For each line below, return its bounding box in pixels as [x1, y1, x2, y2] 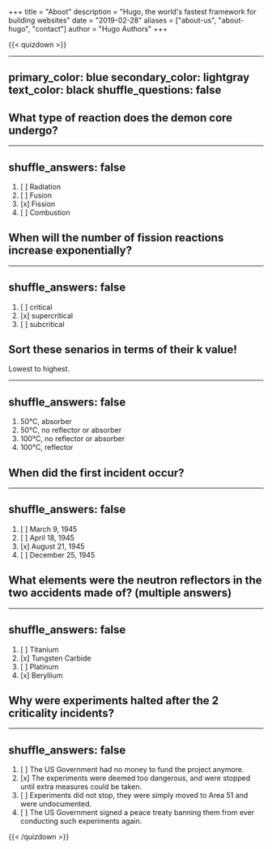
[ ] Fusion [19, 190, 53, 201]
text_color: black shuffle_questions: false [8, 83, 222, 97]
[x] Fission [19, 199, 56, 209]
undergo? [8, 123, 58, 137]
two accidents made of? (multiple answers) [8, 586, 232, 600]
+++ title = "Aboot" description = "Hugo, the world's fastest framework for [8, 7, 257, 16]
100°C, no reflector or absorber [19, 434, 125, 444]
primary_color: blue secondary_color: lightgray [8, 70, 250, 84]
